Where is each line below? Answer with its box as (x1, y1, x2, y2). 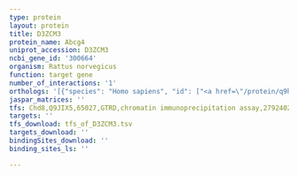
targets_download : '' (9, 128, 90, 137)
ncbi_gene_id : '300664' (9, 54, 98, 63)
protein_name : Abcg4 (9, 37, 86, 47)
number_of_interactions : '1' (9, 79, 117, 87)
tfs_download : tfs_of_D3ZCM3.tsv (9, 120, 133, 129)
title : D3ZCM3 (9, 29, 62, 38)
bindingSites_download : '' (9, 136, 109, 145)
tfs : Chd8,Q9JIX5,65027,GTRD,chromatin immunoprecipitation (9, 103, 237, 112)
